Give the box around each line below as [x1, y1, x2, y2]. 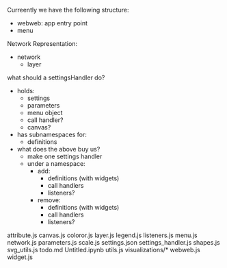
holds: [16, 87, 35, 95]
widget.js [7, 253, 33, 261]
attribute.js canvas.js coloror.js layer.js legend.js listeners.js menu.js [7, 231, 198, 239]
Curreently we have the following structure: [7, 6, 129, 14]
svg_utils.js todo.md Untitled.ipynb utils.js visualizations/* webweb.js [7, 246, 200, 254]
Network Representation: [7, 40, 77, 47]
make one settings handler [27, 152, 103, 160]
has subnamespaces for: [16, 130, 87, 138]
